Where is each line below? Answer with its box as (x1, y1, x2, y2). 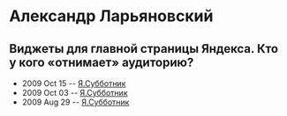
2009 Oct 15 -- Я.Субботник (21, 78, 126, 89)
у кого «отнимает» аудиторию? (9, 54, 194, 69)
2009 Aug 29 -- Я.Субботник (21, 97, 130, 107)
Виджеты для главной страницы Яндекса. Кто (9, 41, 279, 56)
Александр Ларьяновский (9, 6, 214, 26)
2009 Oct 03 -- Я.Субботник (21, 88, 128, 98)
